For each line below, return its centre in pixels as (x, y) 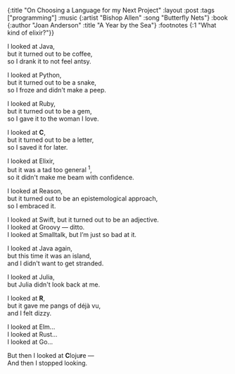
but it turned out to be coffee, (50, 54)
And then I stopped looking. (47, 363)
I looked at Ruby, (32, 104)
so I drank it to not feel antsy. (49, 61)
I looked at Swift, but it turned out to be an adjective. (83, 219)
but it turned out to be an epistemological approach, (83, 198)
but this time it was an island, (49, 255)
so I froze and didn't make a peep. (57, 90)
